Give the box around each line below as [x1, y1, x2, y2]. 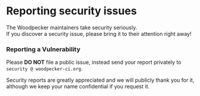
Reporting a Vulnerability [6, 45, 81, 53]
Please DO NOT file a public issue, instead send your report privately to [6, 58, 181, 66]
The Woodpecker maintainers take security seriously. [6, 24, 137, 31]
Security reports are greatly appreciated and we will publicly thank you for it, [6, 76, 195, 84]
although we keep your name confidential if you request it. [6, 83, 150, 90]
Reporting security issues [6, 4, 137, 18]
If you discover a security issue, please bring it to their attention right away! [6, 30, 192, 37]
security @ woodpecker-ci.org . [6, 65, 83, 72]
